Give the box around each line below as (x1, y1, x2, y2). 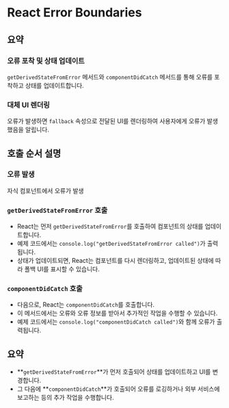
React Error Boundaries (7, 5, 142, 21)
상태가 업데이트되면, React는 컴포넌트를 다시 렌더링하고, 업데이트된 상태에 (16, 257, 214, 265)
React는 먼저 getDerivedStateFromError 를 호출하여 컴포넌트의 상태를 (16, 222, 204, 231)
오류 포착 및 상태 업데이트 (7, 56, 85, 66)
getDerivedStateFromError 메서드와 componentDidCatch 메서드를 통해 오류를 (7, 73, 213, 81)
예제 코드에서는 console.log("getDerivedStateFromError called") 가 (16, 240, 206, 248)
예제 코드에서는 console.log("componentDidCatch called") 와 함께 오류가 (16, 318, 215, 326)
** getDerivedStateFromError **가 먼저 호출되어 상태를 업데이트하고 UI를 (16, 368, 211, 376)
